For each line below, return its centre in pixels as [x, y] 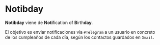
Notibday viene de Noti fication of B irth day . [49, 22]
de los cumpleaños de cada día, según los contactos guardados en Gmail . [80, 37]
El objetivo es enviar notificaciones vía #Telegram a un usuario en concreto [80, 32]
